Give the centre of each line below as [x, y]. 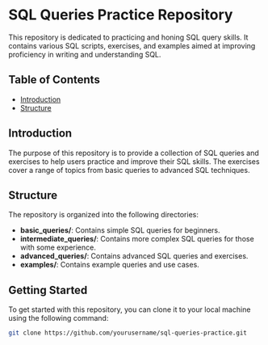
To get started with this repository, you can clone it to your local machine [130, 309]
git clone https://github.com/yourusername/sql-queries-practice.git [128, 333]
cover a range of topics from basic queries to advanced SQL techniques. [129, 170]
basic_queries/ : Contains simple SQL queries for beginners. [120, 230]
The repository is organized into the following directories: [104, 215]
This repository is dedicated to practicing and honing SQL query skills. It [128, 37]
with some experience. [58, 247]
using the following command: [59, 318]
